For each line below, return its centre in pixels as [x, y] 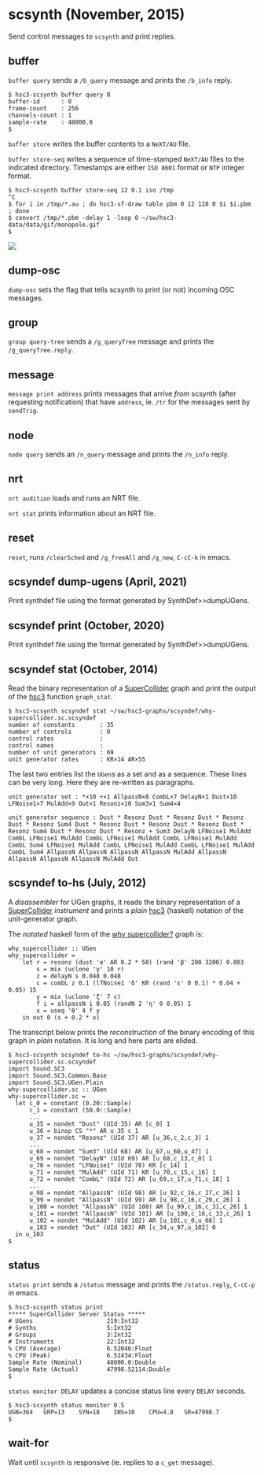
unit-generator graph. [43, 918]
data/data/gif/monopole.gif [54, 225]
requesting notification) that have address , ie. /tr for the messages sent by [129, 402]
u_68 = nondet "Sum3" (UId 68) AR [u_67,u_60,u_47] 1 [119, 1151]
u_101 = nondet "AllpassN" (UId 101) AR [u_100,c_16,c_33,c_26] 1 [140, 1213]
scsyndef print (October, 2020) [86, 626]
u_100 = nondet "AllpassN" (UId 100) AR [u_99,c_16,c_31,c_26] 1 [138, 1207]
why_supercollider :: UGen [52, 948]
